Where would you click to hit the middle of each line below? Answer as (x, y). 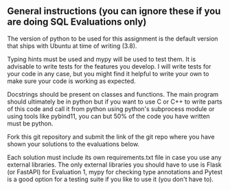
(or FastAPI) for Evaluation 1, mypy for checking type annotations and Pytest (115, 171)
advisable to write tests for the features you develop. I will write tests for (109, 66)
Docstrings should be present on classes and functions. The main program (113, 94)
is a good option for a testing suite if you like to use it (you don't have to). (111, 179)
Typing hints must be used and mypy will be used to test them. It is (102, 59)
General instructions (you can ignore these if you (114, 11)
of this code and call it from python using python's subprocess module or (111, 108)
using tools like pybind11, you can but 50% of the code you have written (109, 116)
